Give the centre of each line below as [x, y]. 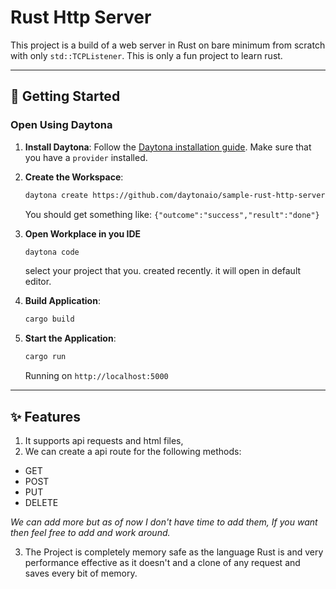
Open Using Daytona [61, 125]
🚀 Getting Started [65, 96]
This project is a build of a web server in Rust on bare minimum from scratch [168, 45]
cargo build [49, 319]
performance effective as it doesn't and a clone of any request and [162, 562]
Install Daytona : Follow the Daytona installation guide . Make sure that [168, 147]
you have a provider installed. [86, 157]
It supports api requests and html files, [104, 440]
